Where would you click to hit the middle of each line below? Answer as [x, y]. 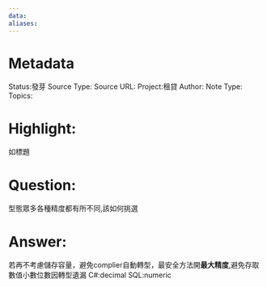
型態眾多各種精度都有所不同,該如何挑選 [74, 209]
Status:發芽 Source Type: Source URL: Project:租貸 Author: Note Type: [125, 87]
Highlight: [42, 128]
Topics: [21, 96]
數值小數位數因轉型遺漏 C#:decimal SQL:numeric [90, 275]
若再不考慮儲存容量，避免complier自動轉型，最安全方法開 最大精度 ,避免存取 [134, 265]
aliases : [23, 23]
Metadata [41, 63]
